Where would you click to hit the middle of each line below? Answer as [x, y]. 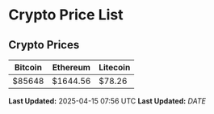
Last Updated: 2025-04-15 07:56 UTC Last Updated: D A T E [107, 101]
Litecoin [114, 68]
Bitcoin [28, 68]
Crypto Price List [66, 15]
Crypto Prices [44, 45]
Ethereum [71, 68]
